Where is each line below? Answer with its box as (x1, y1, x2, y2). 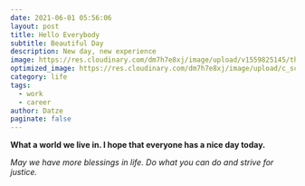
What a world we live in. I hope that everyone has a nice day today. (10, 140, 266, 151)
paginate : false (10, 114, 71, 123)
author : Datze (10, 106, 64, 115)
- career (18, 97, 52, 107)
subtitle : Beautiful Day (10, 38, 104, 48)
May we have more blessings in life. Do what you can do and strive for (10, 157, 274, 168)
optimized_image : (10, 64, 76, 73)
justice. (10, 167, 38, 178)
